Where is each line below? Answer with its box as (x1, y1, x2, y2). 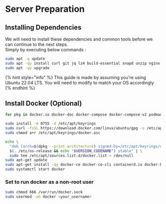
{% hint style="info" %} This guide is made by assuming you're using (5, 74, 146, 80)
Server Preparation (5, 3, 85, 15)
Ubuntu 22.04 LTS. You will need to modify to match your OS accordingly (5, 80, 154, 85)
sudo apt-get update (5, 158, 48, 163)
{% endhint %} (5, 85, 36, 91)
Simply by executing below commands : (5, 47, 86, 52)
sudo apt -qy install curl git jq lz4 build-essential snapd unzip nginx (5, 61, 161, 66)
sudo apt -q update (5, 56, 45, 61)
